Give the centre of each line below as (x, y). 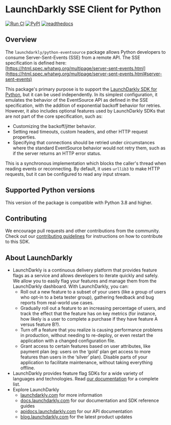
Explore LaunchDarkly (36, 390)
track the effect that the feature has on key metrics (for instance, (88, 314)
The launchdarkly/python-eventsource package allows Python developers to (86, 52)
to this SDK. (18, 242)
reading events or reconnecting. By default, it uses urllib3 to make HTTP (83, 169)
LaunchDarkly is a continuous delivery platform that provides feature (85, 270)
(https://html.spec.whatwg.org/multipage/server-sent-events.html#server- (84, 74)
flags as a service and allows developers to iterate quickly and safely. (86, 276)
